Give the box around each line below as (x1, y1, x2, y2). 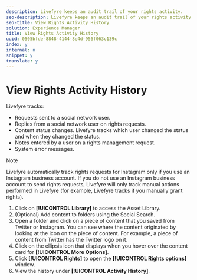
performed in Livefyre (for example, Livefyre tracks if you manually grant (6, 187, 183, 195)
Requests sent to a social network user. (14, 114, 111, 121)
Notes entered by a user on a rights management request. (14, 139, 156, 146)
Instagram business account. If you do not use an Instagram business (6, 174, 175, 182)
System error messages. (14, 146, 75, 153)
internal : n (6, 47, 35, 53)
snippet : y (6, 52, 33, 58)
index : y (6, 42, 28, 48)
